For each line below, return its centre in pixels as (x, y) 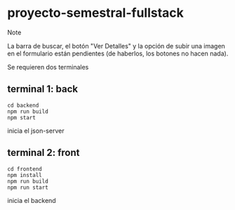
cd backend (23, 105)
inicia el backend (32, 200)
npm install (25, 175)
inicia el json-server (36, 131)
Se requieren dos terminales (48, 67)
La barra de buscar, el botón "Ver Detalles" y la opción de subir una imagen (116, 46)
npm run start (28, 188)
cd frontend (25, 169)
